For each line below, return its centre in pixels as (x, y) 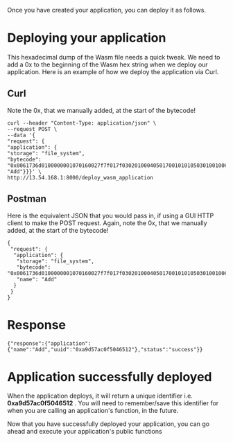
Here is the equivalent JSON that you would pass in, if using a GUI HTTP (111, 215)
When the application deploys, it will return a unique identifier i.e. (100, 396)
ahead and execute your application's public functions (85, 432)
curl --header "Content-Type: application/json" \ (82, 123)
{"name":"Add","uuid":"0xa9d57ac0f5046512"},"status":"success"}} (105, 349)
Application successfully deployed (110, 377)
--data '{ (21, 135)
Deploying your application (87, 38)
